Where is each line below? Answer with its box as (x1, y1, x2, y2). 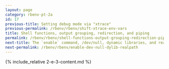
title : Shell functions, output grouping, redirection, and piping (5, 31, 150, 36)
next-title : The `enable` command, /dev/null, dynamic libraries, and (5, 40, 156, 45)
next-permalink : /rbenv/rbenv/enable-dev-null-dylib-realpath (5, 45, 138, 50)
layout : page (5, 7, 33, 13)
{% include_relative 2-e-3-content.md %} (5, 58, 92, 64)
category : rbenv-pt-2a (5, 12, 53, 17)
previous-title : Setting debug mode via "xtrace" (5, 21, 112, 27)
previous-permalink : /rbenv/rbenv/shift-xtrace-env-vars (5, 26, 127, 31)
